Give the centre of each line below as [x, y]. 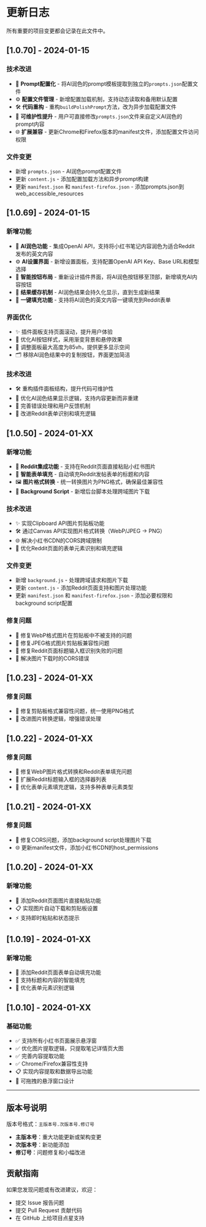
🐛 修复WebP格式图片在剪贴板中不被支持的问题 [74, 635]
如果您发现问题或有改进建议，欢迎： [52, 1190]
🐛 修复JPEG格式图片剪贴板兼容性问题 [62, 643]
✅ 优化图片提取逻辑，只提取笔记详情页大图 [69, 1048]
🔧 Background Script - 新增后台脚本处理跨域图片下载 [82, 491]
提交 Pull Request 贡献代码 [49, 1210]
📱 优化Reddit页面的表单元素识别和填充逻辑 [69, 548]
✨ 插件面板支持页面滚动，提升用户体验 [64, 332]
